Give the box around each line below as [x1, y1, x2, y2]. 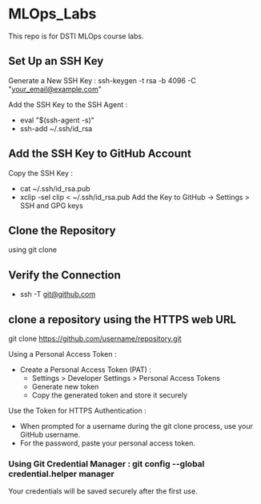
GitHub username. [19, 430, 81, 439]
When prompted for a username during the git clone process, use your [19, 422, 254, 430]
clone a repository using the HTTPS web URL [8, 313, 237, 326]
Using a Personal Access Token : [8, 350, 117, 358]
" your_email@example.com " [8, 84, 102, 94]
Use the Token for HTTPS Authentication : [8, 406, 147, 415]
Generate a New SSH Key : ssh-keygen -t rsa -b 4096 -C [8, 75, 196, 85]
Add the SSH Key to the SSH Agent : [8, 99, 128, 109]
